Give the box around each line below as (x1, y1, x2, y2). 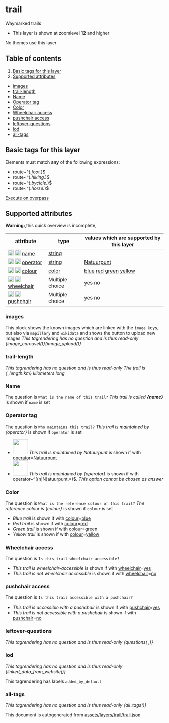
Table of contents (5, 54, 61, 63)
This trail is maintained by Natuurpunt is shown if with (29, 449, 141, 455)
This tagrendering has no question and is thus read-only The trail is (5, 365, 146, 371)
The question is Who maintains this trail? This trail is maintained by (5, 424, 149, 430)
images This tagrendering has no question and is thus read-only (5, 335, 139, 341)
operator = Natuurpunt (12, 455, 57, 461)
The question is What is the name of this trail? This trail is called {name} (5, 394, 163, 400)
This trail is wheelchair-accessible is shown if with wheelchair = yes (12, 565, 151, 571)
